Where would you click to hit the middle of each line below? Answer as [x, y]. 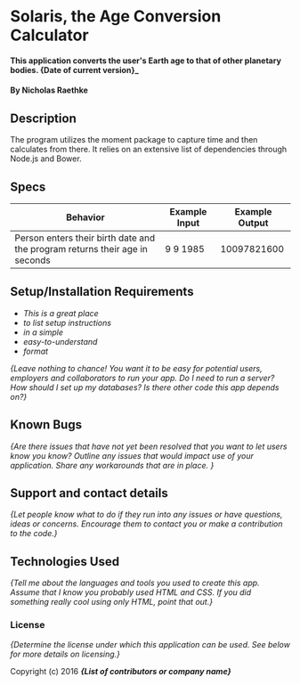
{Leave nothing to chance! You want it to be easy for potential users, [136, 368]
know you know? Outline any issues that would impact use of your [132, 455]
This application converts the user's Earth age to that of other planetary [146, 61]
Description [43, 118]
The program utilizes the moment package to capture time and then [134, 140]
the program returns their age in [81, 249]
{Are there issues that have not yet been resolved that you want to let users [149, 446]
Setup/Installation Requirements [102, 292]
